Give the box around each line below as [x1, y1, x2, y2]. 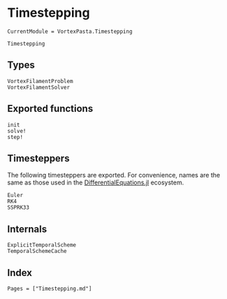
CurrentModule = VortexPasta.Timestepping [7, 28, 133, 35]
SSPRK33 [7, 204, 30, 211]
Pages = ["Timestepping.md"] [7, 285, 92, 292]
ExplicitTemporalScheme [7, 242, 77, 249]
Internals [7, 223, 47, 235]
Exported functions [7, 103, 94, 115]
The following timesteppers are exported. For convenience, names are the [7, 171, 221, 180]
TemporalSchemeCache [7, 248, 68, 255]
